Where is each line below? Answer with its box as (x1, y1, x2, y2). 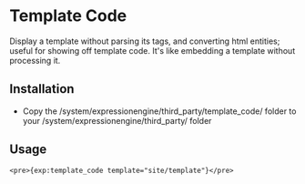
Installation (9, 81, 75, 97)
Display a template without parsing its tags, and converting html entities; (9, 36, 280, 46)
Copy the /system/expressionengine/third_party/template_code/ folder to (22, 106, 297, 117)
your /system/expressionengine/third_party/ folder (22, 115, 212, 126)
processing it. (9, 55, 61, 66)
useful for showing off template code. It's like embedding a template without (9, 45, 296, 56)
